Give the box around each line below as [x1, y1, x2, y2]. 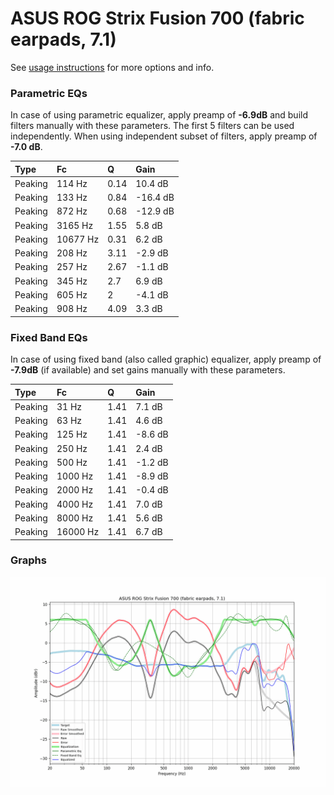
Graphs [10, 553, 47, 567]
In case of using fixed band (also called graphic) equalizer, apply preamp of [10, 353, 322, 366]
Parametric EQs [10, 86, 88, 100]
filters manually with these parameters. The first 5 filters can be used [10, 120, 295, 132]
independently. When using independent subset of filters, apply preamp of [10, 130, 318, 142]
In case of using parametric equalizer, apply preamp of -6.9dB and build [10, 109, 309, 121]
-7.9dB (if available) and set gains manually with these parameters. [10, 364, 286, 376]
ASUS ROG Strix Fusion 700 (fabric [10, 7, 305, 30]
